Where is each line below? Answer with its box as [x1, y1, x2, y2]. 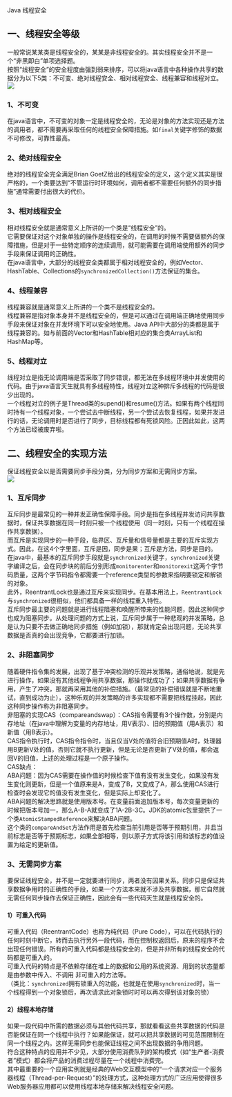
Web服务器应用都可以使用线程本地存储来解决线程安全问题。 [7, 1082, 177, 1091]
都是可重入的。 [12, 954, 56, 962]
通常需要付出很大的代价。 [16, 188, 89, 196]
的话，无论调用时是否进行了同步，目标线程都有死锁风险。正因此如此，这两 [12, 417, 225, 425]
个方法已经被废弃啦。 [7, 425, 68, 434]
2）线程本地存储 [7, 1005, 54, 1013]
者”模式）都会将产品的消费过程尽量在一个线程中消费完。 [7, 1056, 168, 1064]
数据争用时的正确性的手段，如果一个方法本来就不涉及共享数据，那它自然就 [12, 885, 225, 893]
